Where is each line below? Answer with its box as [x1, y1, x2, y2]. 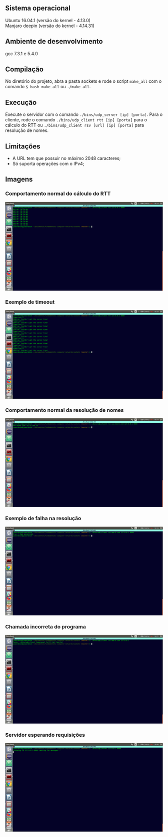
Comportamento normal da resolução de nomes [5, 406, 124, 413]
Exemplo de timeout [5, 298, 55, 305]
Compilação [5, 65, 44, 74]
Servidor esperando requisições [5, 731, 85, 738]
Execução [5, 98, 37, 107]
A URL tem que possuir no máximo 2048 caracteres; [12, 155, 121, 161]
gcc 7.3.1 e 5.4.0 [5, 50, 38, 57]
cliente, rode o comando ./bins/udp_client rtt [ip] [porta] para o [5, 117, 147, 123]
